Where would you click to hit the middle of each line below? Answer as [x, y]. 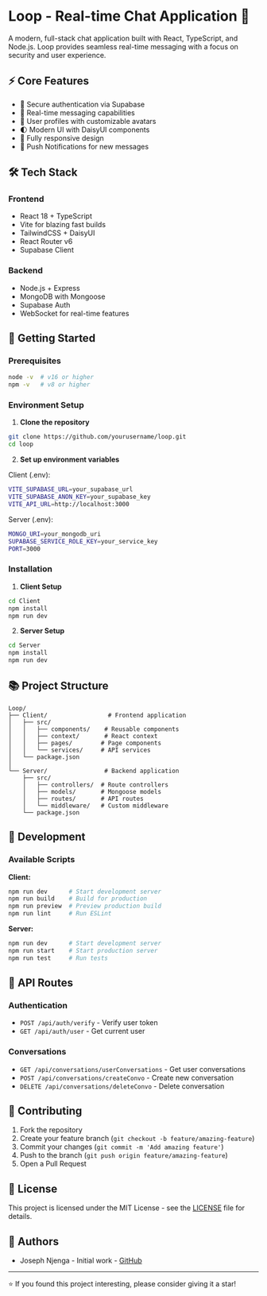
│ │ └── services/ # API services [79, 750]
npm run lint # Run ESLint [60, 914]
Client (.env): [29, 475]
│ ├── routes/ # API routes [83, 799]
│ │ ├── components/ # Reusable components [94, 729]
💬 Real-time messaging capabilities [77, 112]
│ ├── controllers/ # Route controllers [96, 785]
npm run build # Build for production [78, 899]
